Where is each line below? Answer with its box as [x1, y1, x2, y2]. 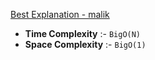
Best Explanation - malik [10, 9, 110, 20]
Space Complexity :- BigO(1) [24, 39, 147, 50]
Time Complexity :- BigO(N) [24, 28, 142, 39]
